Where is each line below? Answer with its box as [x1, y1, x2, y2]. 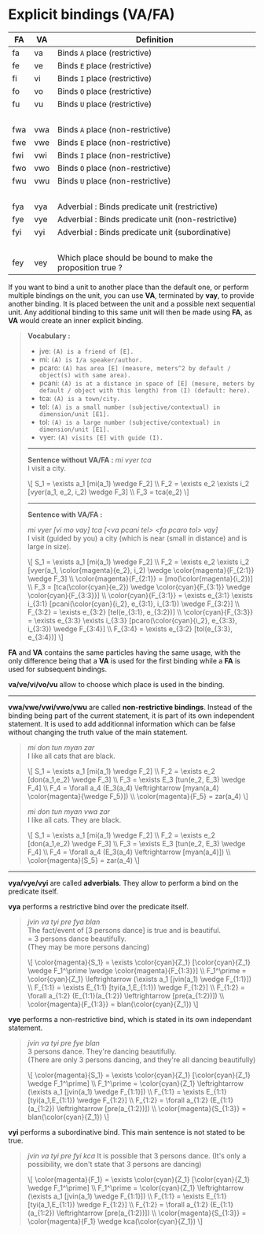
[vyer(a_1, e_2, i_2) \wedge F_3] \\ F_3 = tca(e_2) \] [27, 487, 190, 496]
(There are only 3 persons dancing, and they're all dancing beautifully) [27, 1054, 256, 1065]
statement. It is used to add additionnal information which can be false [8, 719, 236, 728]
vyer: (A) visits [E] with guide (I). [38, 432, 163, 442]
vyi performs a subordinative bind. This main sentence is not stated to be [8, 1127, 246, 1136]
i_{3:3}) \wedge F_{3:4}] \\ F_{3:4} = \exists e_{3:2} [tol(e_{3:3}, [27, 624, 233, 634]
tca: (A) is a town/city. [38, 393, 121, 403]
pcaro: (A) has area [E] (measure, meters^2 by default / [38, 362, 232, 372]
